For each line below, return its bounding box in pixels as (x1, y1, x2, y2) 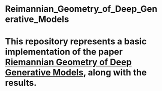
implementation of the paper (5, 46, 123, 57)
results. (5, 77, 37, 89)
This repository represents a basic (5, 36, 147, 47)
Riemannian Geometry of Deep (5, 57, 132, 68)
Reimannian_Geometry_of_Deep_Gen (5, 3, 158, 15)
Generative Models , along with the (5, 67, 147, 78)
